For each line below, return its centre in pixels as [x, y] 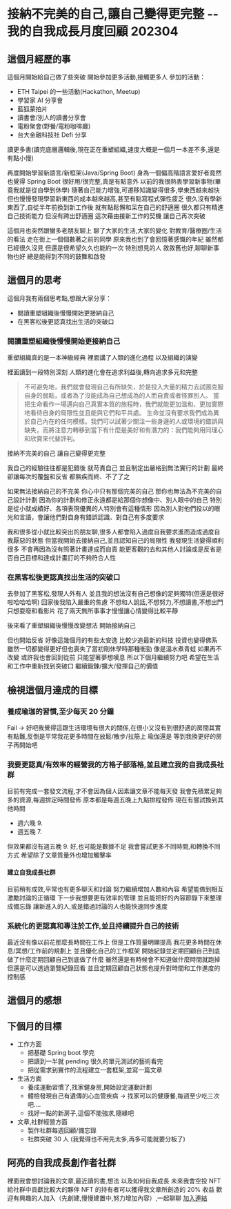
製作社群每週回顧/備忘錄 [62, 1130]
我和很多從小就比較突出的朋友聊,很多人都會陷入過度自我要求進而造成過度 [111, 532]
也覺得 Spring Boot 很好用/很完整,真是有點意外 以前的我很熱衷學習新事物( [111, 181]
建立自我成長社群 [31, 872]
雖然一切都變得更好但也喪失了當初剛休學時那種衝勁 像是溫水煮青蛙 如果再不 [114, 649]
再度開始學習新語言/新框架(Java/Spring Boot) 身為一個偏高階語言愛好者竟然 [114, 173]
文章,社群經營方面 [42, 1122]
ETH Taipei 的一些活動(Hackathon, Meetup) [79, 91]
